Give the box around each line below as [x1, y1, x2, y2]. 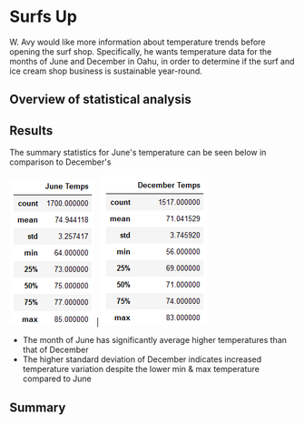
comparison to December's [9, 156, 112, 167]
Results [9, 123, 54, 138]
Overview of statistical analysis [9, 92, 192, 107]
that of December [22, 344, 89, 356]
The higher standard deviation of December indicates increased [22, 354, 262, 365]
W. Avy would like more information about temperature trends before [9, 36, 266, 47]
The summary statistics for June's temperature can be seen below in [9, 147, 267, 158]
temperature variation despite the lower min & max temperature [22, 364, 260, 375]
